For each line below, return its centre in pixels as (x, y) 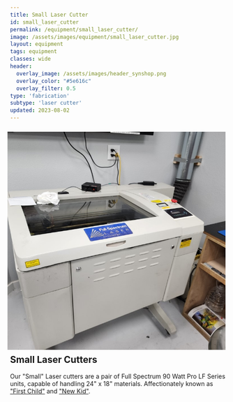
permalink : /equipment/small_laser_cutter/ (74, 29)
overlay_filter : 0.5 (46, 88)
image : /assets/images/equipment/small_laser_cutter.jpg (95, 37)
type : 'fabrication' (40, 96)
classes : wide (31, 59)
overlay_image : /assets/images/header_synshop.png (91, 73)
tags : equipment (33, 52)
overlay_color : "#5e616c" (54, 81)
